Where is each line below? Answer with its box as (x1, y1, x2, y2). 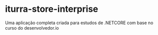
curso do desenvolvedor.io (5, 25, 59, 31)
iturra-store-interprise (5, 3, 98, 15)
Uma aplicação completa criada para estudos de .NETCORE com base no (5, 20, 154, 26)
